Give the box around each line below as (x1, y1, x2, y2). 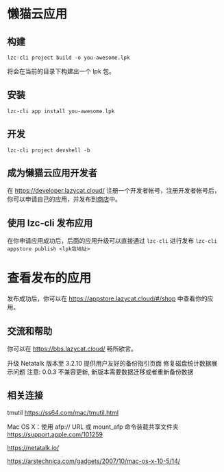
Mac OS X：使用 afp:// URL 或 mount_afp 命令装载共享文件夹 (7, 423, 179, 431)
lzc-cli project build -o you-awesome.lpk (7, 54, 130, 61)
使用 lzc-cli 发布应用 (7, 217, 93, 228)
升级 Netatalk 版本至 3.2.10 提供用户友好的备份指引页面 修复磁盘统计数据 (7, 359, 212, 367)
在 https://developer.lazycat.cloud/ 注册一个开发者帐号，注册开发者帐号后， (7, 187, 221, 195)
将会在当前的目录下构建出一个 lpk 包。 (7, 67, 115, 75)
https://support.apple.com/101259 (7, 430, 103, 438)
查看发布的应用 (7, 270, 92, 286)
